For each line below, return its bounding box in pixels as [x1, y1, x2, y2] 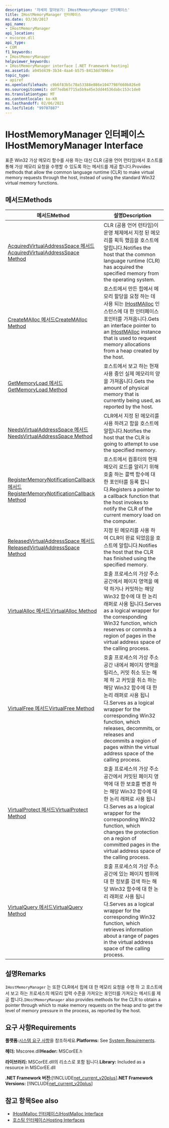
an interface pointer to [103, 322, 156, 329]
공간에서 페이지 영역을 [103, 577, 153, 584]
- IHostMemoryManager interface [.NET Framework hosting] [5, 63, 129, 68]
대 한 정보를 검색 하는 [103, 878, 151, 885]
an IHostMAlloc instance [103, 328, 161, 335]
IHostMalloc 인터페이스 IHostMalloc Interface [12, 1111, 104, 1117]
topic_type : [5, 73, 30, 78]
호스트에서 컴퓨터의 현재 [103, 456, 157, 463]
